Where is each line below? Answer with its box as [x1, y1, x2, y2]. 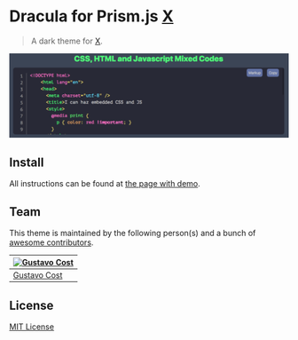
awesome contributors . [9, 237, 94, 248]
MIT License [9, 321, 55, 332]
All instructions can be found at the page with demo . [9, 178, 201, 189]
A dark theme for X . [30, 36, 104, 46]
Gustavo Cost [12, 269, 63, 281]
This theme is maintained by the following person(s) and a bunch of [9, 228, 256, 239]
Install [9, 154, 44, 170]
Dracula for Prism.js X [9, 6, 175, 27]
